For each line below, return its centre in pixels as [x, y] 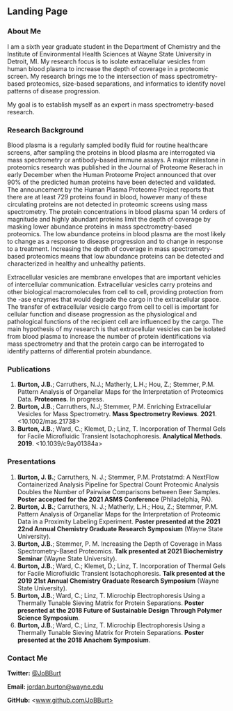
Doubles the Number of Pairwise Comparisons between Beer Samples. [119, 491]
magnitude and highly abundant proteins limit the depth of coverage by [109, 219]
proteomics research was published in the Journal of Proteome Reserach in [115, 167]
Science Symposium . [48, 618]
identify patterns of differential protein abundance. [79, 351]
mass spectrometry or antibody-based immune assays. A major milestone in [116, 160]
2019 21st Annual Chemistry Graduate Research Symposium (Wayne [118, 581]
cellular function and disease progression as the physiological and [102, 314]
